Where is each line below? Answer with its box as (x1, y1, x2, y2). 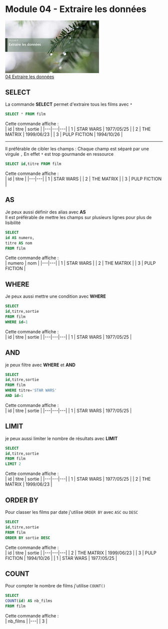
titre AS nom (5, 241, 32, 246)
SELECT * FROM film (5, 112, 46, 117)
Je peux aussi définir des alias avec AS (5, 209, 86, 215)
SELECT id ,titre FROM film (5, 161, 61, 166)
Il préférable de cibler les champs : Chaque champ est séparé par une (5, 146, 149, 152)
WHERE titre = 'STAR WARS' (5, 388, 57, 393)
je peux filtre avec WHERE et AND (5, 362, 76, 368)
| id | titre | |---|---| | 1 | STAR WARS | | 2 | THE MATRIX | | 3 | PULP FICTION (5, 176, 161, 182)
